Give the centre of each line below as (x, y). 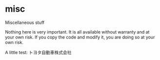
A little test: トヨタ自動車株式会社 (38, 52)
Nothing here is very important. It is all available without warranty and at (77, 32)
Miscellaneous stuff (25, 22)
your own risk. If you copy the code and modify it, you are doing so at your (80, 37)
